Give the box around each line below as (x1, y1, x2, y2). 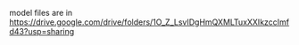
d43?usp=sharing (9, 26, 75, 36)
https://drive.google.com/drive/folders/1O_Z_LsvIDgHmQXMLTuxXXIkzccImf (9, 17, 290, 27)
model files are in (9, 8, 73, 18)
